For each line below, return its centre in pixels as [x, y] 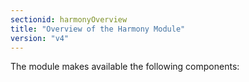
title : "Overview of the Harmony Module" [98, 29]
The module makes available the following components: [125, 67]
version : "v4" [40, 38]
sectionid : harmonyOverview [69, 19]
